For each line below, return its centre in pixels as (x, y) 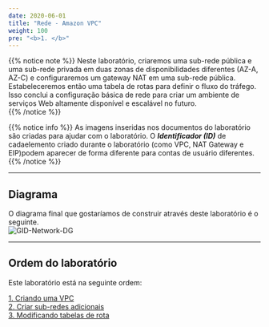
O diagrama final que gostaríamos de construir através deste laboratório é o (133, 214)
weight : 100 (28, 30)
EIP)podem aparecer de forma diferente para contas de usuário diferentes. (131, 153)
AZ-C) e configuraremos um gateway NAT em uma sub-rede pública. (122, 78)
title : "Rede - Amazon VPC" (55, 23)
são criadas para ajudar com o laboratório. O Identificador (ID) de (117, 136)
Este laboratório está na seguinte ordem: (75, 282)
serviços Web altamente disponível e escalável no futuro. (103, 103)
